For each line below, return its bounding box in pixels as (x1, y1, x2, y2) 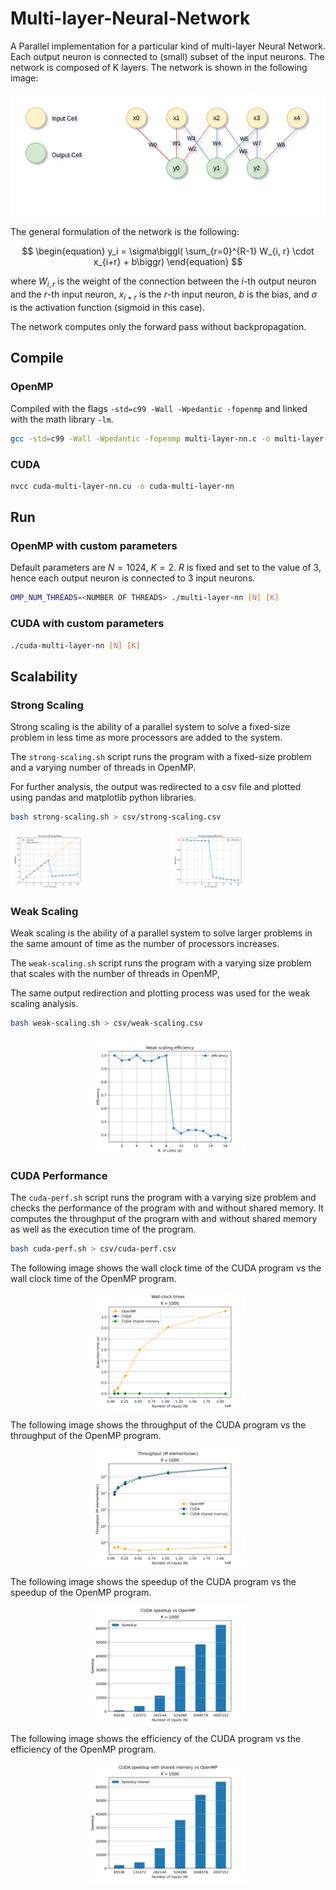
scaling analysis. (10, 998, 79, 1010)
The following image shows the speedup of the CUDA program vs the (10, 1576, 297, 1588)
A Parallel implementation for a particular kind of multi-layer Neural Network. (10, 40, 326, 52)
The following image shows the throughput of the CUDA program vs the (10, 1419, 307, 1431)
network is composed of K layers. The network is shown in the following (10, 61, 308, 73)
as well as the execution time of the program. (10, 1223, 197, 1236)
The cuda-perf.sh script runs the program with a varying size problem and (10, 1192, 317, 1204)
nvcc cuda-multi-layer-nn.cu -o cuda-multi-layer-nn (10, 481, 235, 491)
